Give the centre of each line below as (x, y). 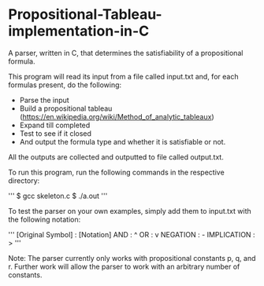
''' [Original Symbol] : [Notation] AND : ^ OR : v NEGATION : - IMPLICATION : (132, 234)
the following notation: (45, 219)
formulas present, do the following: (65, 85)
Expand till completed (55, 125)
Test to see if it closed (56, 133)
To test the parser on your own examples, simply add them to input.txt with (130, 211)
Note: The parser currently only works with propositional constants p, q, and (132, 258)
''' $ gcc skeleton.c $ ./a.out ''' (58, 196)
